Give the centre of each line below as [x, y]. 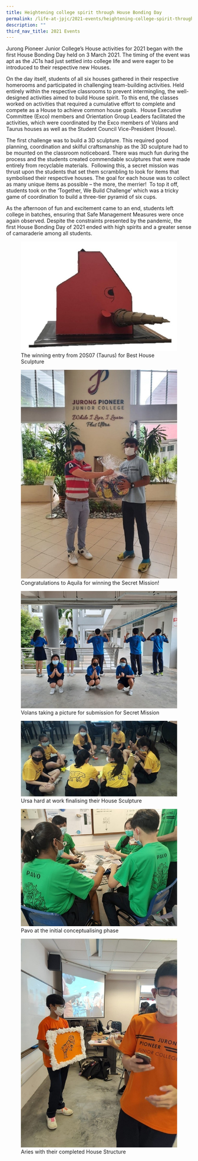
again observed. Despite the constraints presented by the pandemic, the [94, 221]
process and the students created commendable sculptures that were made [98, 159]
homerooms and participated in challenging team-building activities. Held [95, 85]
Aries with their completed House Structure [73, 1152]
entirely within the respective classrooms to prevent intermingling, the [91, 91]
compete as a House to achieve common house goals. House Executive [94, 110]
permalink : [19, 19]
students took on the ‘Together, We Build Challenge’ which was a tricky [92, 191]
